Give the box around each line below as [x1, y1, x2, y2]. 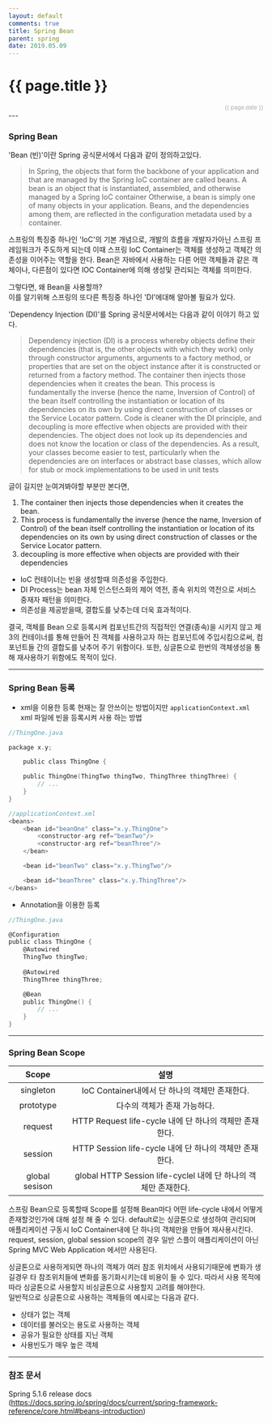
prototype [19, 1100, 57, 1111]
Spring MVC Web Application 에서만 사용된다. [8, 1245, 158, 1255]
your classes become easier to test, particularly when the [28, 448, 220, 457]
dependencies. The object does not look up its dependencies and [28, 431, 248, 440]
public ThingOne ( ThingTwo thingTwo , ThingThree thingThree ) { [23, 772, 237, 781]
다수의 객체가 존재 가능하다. [116, 1100, 215, 1111]
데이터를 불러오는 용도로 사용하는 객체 [19, 1320, 140, 1330]
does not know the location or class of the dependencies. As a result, [28, 439, 260, 449]
